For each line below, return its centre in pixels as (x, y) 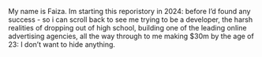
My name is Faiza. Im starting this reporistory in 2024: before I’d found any (129, 11)
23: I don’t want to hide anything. (62, 45)
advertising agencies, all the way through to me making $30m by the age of (131, 36)
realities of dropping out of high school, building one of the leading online (127, 28)
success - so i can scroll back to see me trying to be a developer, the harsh (131, 20)
